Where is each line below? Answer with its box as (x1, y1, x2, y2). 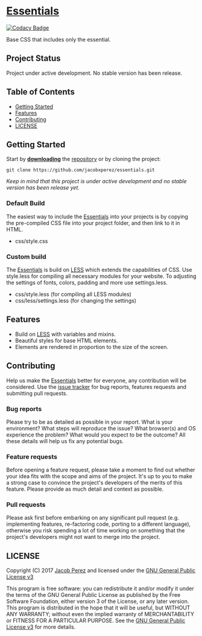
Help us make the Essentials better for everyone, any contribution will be (6, 377, 187, 384)
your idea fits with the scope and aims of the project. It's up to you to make (6, 473, 193, 480)
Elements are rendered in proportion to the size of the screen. (14, 343, 169, 350)
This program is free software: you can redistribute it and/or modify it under (6, 585, 194, 592)
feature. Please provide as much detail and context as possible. (6, 485, 164, 493)
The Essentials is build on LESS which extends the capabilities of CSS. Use (6, 266, 192, 273)
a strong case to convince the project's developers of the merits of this (6, 479, 183, 486)
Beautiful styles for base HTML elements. (14, 336, 118, 344)
